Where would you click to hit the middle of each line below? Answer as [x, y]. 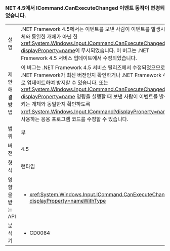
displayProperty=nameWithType [68, 201]
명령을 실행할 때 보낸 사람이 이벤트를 [117, 97]
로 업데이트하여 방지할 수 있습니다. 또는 [65, 83]
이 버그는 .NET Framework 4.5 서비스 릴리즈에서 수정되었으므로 [93, 68]
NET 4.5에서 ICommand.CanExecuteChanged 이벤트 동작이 [77, 8]
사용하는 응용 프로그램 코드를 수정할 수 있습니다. [75, 119]
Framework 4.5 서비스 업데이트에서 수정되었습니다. [79, 58]
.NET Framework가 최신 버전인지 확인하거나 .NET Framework [91, 75]
